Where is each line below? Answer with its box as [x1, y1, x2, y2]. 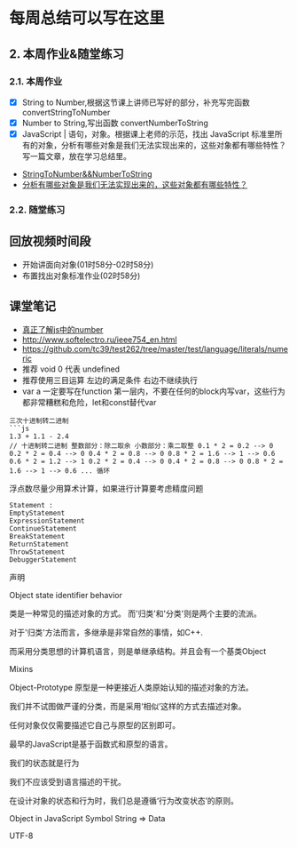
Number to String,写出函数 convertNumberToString [21, 117, 208, 128]
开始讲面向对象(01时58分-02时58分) [21, 259, 154, 269]
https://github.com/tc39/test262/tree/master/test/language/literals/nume [21, 343, 288, 354]
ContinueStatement [9, 524, 77, 533]
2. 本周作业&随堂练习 [9, 46, 124, 61]
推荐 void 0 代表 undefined [21, 364, 121, 374]
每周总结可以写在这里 [9, 8, 166, 28]
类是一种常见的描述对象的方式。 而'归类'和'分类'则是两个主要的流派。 [9, 608, 262, 619]
